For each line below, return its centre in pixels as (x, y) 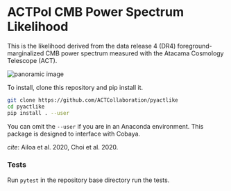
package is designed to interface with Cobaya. (74, 134)
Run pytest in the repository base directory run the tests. (88, 180)
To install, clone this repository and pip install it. (75, 87)
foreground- (195, 46)
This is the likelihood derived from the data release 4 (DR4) (92, 46)
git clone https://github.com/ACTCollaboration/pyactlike (93, 100)
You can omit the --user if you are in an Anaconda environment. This (105, 126)
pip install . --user (38, 113)
